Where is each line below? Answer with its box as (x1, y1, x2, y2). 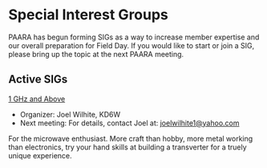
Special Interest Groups (8, 6, 168, 24)
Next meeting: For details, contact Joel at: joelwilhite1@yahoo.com (19, 118, 240, 128)
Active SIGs (8, 72, 68, 86)
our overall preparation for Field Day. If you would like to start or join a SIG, (8, 40, 255, 50)
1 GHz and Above (8, 94, 66, 104)
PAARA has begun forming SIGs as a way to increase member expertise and (8, 32, 260, 42)
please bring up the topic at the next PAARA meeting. (8, 49, 184, 59)
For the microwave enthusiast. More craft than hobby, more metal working (8, 133, 253, 143)
